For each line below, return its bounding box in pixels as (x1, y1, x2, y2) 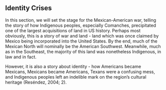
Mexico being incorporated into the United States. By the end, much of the (5, 38, 158, 44)
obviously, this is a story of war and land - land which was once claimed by (5, 33, 159, 39)
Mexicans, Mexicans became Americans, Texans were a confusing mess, (5, 69, 156, 75)
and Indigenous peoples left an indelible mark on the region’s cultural (5, 74, 147, 80)
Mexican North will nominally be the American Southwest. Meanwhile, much (5, 43, 161, 49)
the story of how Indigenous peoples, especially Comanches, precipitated (5, 22, 157, 28)
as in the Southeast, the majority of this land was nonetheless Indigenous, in (5, 48, 162, 54)
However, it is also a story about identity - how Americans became (5, 63, 142, 69)
